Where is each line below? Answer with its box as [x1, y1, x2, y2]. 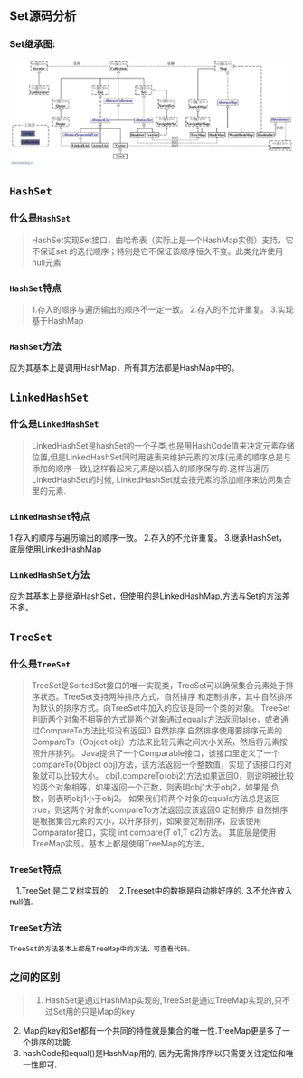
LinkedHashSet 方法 [9, 569, 90, 582]
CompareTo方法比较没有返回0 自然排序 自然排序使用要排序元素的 [39, 725, 283, 736]
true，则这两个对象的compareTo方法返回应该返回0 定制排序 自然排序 [31, 804, 289, 816]
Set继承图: [9, 38, 56, 51]
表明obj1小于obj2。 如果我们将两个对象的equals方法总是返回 [55, 793, 280, 804]
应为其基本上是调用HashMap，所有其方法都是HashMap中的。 [9, 363, 240, 374]
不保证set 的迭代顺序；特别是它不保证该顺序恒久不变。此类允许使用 [31, 245, 283, 256]
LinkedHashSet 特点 [9, 510, 90, 523]
